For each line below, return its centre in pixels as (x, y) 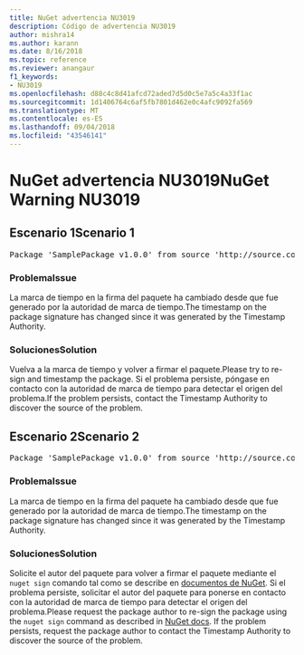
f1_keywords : (34, 77)
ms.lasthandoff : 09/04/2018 (62, 128)
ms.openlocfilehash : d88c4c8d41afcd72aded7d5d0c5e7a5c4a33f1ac (131, 93)
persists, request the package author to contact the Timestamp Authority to (150, 631)
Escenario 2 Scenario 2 (75, 436)
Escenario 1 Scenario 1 (72, 233)
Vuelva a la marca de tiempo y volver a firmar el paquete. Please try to (139, 370)
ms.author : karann (44, 43)
